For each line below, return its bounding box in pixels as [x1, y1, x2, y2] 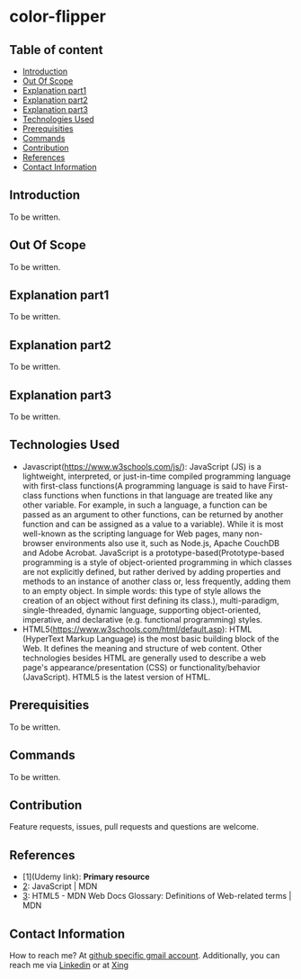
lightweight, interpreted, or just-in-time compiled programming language [22, 471, 292, 481]
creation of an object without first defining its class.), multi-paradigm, [22, 595, 279, 606]
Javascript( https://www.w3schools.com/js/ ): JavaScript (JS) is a [22, 461, 262, 472]
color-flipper [9, 6, 106, 27]
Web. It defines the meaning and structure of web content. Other [22, 642, 262, 653]
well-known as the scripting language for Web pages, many [22, 528, 243, 539]
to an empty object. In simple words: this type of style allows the [22, 585, 261, 596]
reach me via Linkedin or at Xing [9, 959, 128, 970]
